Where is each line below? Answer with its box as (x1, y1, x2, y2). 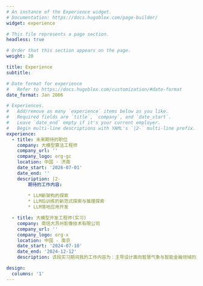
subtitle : (6, 70, 31, 76)
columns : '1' (11, 270, 45, 277)
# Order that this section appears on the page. (6, 48, 131, 54)
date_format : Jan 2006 (6, 92, 63, 98)
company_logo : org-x (17, 232, 69, 238)
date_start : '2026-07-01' (17, 164, 83, 171)
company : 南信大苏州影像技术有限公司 (17, 220, 100, 227)
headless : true (6, 37, 45, 43)
